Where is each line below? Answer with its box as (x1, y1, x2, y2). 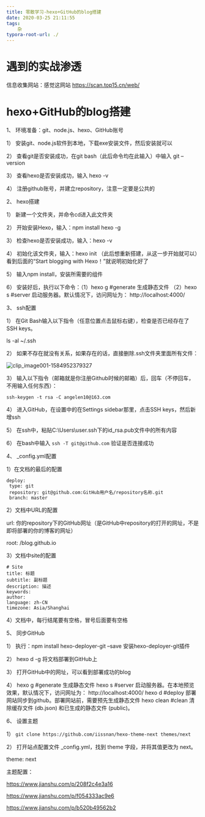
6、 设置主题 (6, 717, 39, 725)
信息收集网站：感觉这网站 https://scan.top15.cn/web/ (6, 81, 140, 89)
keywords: (6, 589, 32, 595)
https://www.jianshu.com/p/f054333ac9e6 (6, 793, 114, 799)
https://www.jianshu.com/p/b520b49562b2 (6, 804, 116, 811)
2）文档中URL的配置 (6, 506, 58, 514)
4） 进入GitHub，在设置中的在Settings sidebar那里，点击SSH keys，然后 (6, 406, 191, 413)
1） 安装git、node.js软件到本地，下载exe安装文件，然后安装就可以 (6, 139, 173, 147)
